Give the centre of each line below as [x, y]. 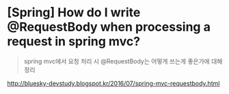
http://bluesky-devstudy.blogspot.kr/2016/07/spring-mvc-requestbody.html [113, 83]
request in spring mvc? [74, 42]
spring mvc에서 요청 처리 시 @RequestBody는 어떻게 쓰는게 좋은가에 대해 [123, 61]
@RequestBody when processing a [109, 27]
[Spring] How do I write [74, 13]
